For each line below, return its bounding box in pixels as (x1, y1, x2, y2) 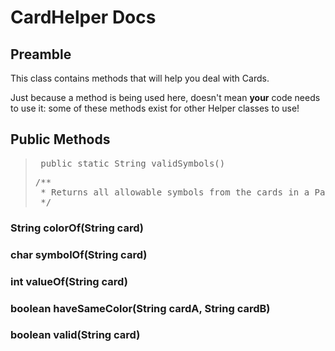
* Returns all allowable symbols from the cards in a (40, 186, 310, 198)
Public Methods (10, 131, 111, 148)
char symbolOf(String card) (10, 247, 148, 261)
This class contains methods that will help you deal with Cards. (10, 72, 270, 84)
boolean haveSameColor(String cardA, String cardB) (10, 301, 271, 315)
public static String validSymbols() (40, 157, 226, 169)
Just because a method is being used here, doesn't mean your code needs (10, 92, 321, 103)
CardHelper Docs (10, 6, 157, 29)
